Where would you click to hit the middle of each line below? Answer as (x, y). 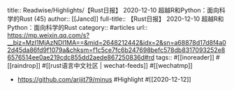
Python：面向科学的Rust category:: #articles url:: (78, 27)
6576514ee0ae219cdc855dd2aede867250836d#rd (81, 57)
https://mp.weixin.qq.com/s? (48, 35)
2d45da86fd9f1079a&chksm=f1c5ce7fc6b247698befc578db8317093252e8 (116, 50)
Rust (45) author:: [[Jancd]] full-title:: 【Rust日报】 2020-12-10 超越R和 (122, 19)
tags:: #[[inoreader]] (185, 57)
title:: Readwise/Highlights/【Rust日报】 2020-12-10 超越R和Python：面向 (114, 10)
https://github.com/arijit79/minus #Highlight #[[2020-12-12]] (104, 79)
